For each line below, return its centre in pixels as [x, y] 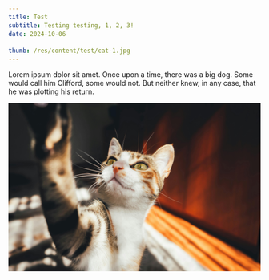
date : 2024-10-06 [37, 34]
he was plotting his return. [51, 91]
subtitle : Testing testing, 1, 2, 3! [71, 25]
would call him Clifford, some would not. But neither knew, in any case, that [132, 83]
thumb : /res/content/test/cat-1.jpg [69, 51]
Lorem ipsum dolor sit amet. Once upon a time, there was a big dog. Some [131, 75]
